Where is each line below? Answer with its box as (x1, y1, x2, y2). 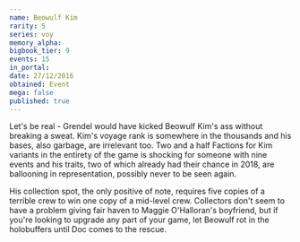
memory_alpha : (9, 38, 63, 48)
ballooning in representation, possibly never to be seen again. (9, 169, 237, 179)
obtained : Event (9, 80, 70, 89)
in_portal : (9, 64, 50, 73)
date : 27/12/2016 (9, 72, 74, 81)
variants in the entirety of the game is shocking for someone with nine (9, 150, 268, 160)
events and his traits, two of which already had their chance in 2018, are (9, 159, 275, 170)
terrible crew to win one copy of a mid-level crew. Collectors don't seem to (9, 195, 285, 206)
